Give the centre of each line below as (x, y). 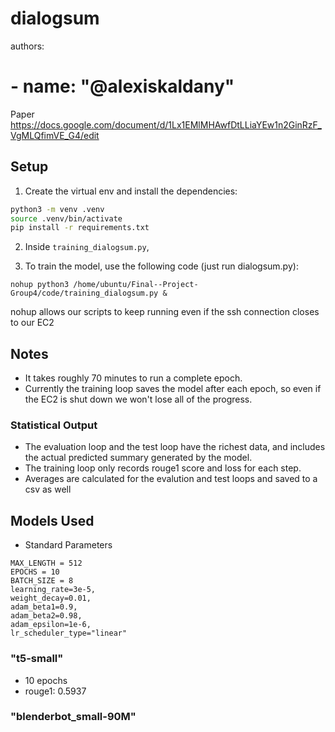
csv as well (48, 489)
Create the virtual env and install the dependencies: (131, 191)
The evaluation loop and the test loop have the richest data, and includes (175, 447)
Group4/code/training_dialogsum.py (84, 293)
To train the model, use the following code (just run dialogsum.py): (161, 266)
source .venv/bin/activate (66, 218)
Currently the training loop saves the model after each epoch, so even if (173, 389)
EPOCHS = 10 (35, 572)
